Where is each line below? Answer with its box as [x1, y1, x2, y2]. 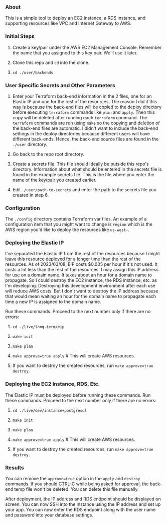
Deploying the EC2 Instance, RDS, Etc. [5, 381, 100, 388]
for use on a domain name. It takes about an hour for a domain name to [5, 272, 152, 278]
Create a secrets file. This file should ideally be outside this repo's [12, 161, 149, 167]
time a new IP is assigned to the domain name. [5, 298, 101, 305]
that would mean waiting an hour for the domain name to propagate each [5, 293, 156, 300]
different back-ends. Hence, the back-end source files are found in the [12, 136, 159, 142]
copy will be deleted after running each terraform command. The [12, 114, 147, 120]
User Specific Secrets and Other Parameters [5, 82, 115, 89]
